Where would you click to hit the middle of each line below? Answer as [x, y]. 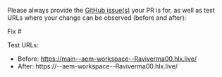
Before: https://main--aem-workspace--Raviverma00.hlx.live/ [107, 59]
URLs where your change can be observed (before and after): [97, 18]
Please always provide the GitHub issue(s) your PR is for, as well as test [111, 10]
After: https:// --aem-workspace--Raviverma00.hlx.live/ [98, 66]
